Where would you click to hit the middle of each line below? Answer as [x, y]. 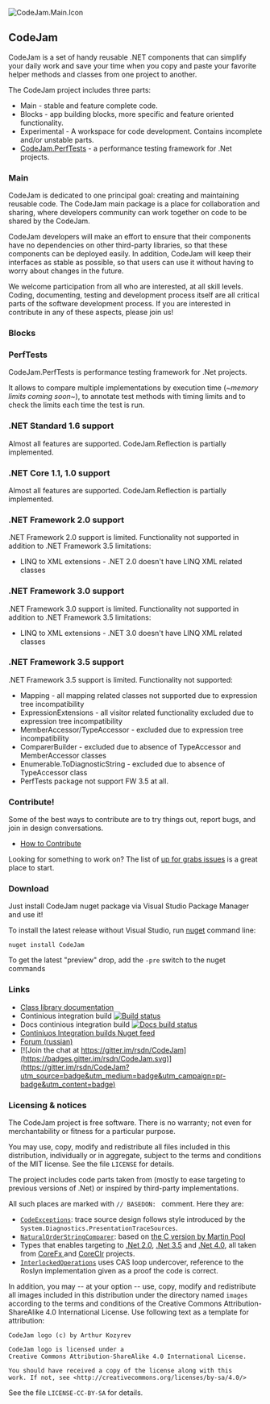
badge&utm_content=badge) [68, 1084]
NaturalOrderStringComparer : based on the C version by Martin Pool [133, 1236]
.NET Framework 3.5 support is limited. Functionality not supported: [121, 679]
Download [29, 889]
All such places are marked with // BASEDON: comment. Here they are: [126, 1204]
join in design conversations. [56, 828]
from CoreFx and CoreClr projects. [77, 1254]
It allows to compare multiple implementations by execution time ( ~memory [133, 388]
